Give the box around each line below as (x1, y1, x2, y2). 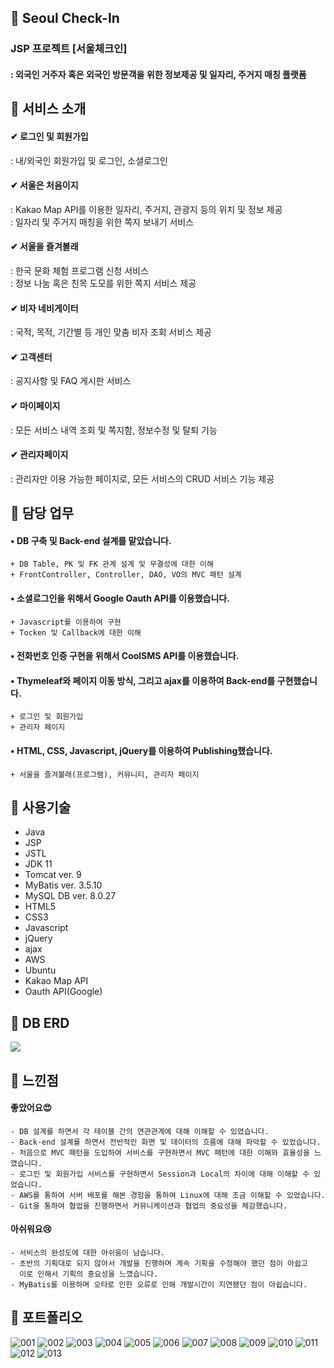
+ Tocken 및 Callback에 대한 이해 (10, 627, 142, 638)
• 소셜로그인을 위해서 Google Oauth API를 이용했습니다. (10, 592, 230, 604)
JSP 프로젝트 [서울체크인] (10, 42, 128, 56)
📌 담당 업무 (10, 505, 75, 522)
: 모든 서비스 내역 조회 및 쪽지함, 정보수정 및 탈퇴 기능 (10, 424, 218, 436)
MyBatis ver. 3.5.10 (24, 879, 103, 891)
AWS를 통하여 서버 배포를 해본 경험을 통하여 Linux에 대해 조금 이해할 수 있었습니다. (19, 1190, 326, 1200)
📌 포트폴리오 (10, 1309, 83, 1326)
